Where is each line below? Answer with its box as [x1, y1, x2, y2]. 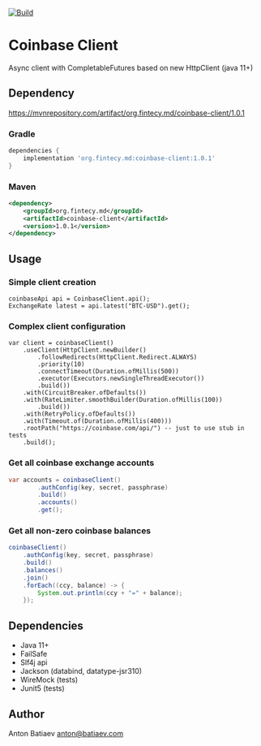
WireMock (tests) [19, 675, 79, 685]
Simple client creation [8, 276, 96, 287]
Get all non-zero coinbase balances [8, 524, 152, 536]
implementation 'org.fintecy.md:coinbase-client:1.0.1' [23, 154, 216, 162]
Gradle [8, 128, 36, 140]
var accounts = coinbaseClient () [8, 476, 122, 484]
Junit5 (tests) [19, 683, 65, 693]
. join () [23, 573, 49, 582]
